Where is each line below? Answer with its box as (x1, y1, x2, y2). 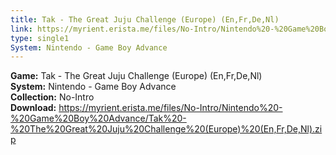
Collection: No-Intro (10, 91, 95, 103)
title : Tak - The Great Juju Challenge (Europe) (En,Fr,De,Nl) (10, 14, 280, 25)
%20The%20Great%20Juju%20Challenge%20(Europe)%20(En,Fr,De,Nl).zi (10, 123, 323, 135)
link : (10, 24, 33, 34)
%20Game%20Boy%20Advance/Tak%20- (10, 112, 187, 125)
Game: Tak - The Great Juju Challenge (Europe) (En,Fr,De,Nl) (10, 70, 263, 82)
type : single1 (10, 33, 70, 43)
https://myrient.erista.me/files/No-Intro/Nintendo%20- (58, 102, 283, 114)
